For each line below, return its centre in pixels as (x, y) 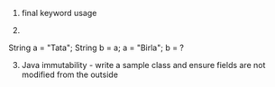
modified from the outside (70, 74)
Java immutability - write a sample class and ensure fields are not (143, 65)
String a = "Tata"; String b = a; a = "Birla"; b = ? (96, 48)
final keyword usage (59, 13)
